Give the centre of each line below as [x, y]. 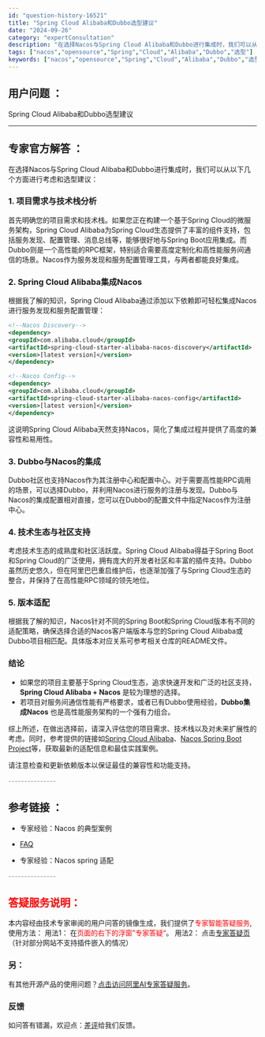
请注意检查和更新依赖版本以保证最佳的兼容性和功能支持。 [101, 765]
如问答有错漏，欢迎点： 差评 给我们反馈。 [74, 1025]
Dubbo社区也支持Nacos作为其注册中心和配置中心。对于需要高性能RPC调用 [130, 480]
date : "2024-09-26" [40, 30]
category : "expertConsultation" [61, 37]
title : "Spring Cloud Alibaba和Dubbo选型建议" [83, 23]
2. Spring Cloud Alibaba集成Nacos [75, 282]
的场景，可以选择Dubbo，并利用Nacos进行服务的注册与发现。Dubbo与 [123, 489]
